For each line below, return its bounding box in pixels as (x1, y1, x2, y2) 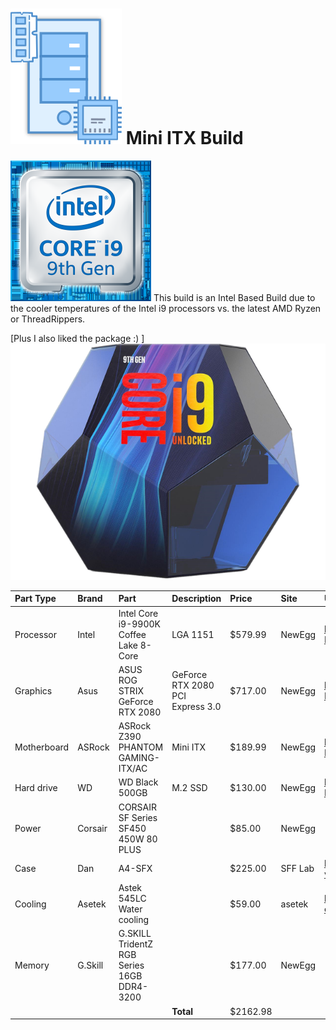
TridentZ (118, 938, 154, 950)
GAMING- (118, 752, 160, 764)
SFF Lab (280, 863, 315, 875)
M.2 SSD (171, 781, 208, 793)
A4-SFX (118, 863, 153, 875)
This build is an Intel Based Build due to (153, 291, 316, 303)
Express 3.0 (171, 701, 222, 713)
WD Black (118, 776, 159, 788)
